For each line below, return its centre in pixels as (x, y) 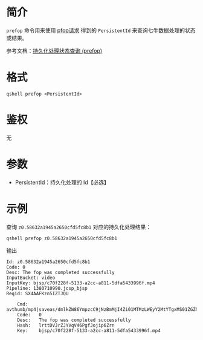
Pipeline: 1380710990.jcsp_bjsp (47, 288)
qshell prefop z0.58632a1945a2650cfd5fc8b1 (62, 238)
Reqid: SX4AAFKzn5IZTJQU (37, 293)
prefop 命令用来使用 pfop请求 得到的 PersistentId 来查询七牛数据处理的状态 (101, 30)
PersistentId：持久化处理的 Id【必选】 (62, 182)
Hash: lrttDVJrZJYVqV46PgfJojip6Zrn (66, 325)
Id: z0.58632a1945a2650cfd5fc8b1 (48, 262)
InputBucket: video (31, 278)
